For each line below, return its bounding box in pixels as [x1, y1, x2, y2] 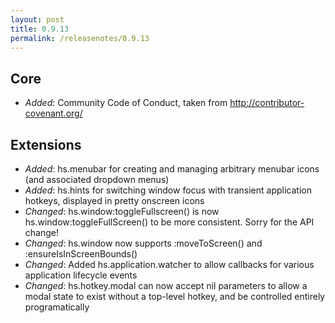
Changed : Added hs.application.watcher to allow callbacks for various [24, 259, 315, 270]
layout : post [10, 14, 65, 25]
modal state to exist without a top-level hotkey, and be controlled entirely [24, 291, 326, 302]
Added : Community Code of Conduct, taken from [24, 97, 228, 109]
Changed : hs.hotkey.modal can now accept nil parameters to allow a [24, 280, 308, 291]
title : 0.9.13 [10, 24, 70, 34]
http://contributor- [229, 97, 305, 109]
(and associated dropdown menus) [24, 174, 170, 185]
